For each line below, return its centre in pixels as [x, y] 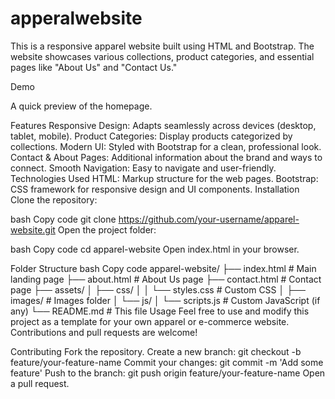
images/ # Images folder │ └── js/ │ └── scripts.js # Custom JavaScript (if [165, 300]
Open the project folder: [107, 229]
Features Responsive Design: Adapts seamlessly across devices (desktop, [163, 125]
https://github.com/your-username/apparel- [209, 219]
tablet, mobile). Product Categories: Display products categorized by [151, 136]
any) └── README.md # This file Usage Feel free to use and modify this [160, 311]
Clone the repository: [54, 199]
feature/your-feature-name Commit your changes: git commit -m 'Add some [167, 362]
